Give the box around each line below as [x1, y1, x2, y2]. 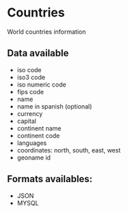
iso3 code [16, 73, 46, 81]
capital [16, 117, 36, 125]
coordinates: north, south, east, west [16, 146, 121, 154]
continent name [16, 124, 62, 132]
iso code [16, 65, 42, 74]
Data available [7, 47, 69, 59]
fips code [16, 87, 44, 96]
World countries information [7, 27, 86, 36]
